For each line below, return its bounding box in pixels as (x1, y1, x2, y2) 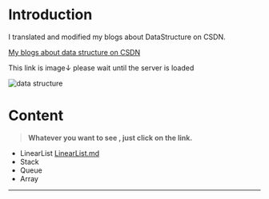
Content (8, 106, 64, 125)
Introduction (8, 6, 93, 24)
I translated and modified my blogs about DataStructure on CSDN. (8, 32, 226, 42)
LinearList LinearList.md (19, 148, 100, 157)
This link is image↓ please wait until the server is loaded (8, 62, 195, 73)
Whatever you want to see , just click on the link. (27, 133, 193, 142)
